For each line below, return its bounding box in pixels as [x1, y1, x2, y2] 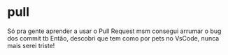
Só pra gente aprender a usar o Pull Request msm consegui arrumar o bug [7, 27, 222, 35]
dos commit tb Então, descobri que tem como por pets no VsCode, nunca [7, 34, 220, 42]
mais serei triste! [7, 41, 55, 49]
